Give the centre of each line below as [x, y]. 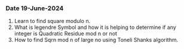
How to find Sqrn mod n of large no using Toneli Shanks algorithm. [96, 40]
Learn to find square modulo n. [52, 21]
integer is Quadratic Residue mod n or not [66, 34]
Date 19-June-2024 [35, 8]
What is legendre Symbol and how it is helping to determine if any [95, 27]
